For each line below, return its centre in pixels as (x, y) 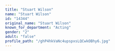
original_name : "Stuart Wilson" (38, 23)
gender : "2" (17, 32)
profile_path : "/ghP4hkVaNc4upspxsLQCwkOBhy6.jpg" (58, 41)
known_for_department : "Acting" (38, 28)
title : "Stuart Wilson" (29, 9)
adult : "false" (21, 37)
